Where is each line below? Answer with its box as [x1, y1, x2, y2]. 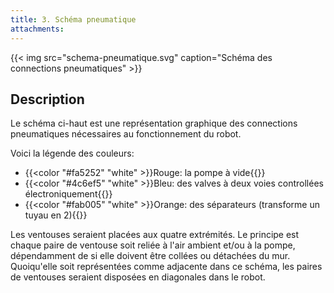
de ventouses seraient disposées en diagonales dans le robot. [10, 271, 266, 283]
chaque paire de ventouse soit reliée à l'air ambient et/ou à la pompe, [10, 239, 296, 251]
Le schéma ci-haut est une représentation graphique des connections [10, 117, 298, 130]
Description [10, 91, 85, 108]
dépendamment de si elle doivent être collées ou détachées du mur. [10, 250, 291, 262]
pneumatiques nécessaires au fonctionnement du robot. [10, 128, 242, 140]
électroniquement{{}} [24, 188, 113, 200]
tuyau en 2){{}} [24, 209, 88, 221]
